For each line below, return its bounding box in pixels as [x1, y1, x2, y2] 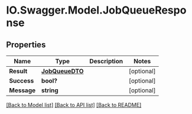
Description [89, 57, 123, 65]
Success [9, 77, 34, 84]
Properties [6, 40, 46, 50]
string [41, 86, 59, 95]
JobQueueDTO [41, 67, 84, 75]
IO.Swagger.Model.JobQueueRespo [6, 4, 187, 17]
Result [9, 67, 28, 75]
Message [9, 86, 36, 95]
